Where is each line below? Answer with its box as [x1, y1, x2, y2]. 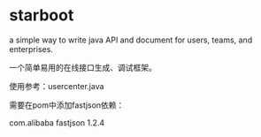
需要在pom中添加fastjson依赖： [9, 99, 125, 110]
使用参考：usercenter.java [9, 80, 104, 91]
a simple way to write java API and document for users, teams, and [9, 34, 253, 45]
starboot [9, 5, 74, 26]
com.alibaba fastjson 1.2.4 [9, 117, 105, 128]
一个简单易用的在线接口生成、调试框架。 [9, 62, 157, 72]
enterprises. [9, 43, 53, 54]
